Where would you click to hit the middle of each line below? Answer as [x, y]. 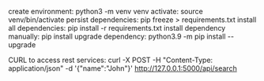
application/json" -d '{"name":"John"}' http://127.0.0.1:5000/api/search [123, 68]
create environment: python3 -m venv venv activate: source [106, 11]
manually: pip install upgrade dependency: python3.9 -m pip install [117, 36]
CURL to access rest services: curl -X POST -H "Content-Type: [111, 60]
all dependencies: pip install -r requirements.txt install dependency [117, 28]
